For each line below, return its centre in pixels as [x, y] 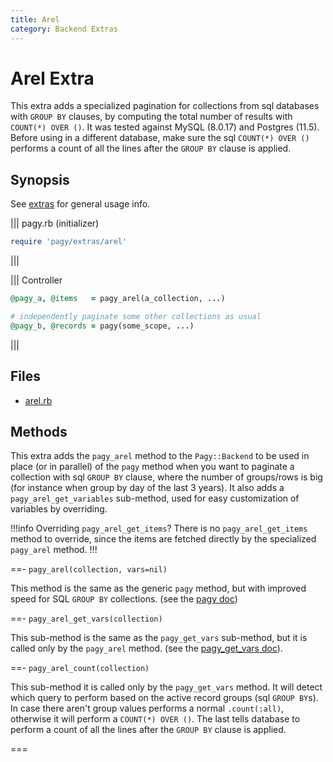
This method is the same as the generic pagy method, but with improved [158, 588]
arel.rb [38, 400]
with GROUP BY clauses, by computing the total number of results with [151, 117]
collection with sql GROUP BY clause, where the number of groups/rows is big [166, 477]
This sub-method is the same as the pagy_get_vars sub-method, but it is [159, 638]
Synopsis [40, 179]
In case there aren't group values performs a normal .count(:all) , [147, 708]
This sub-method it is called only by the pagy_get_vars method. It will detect [166, 687]
